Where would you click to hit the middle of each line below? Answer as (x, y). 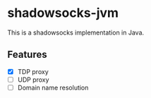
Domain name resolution (53, 87)
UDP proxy (33, 80)
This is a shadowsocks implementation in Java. (76, 32)
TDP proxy (33, 71)
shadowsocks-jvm (63, 13)
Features (27, 55)
